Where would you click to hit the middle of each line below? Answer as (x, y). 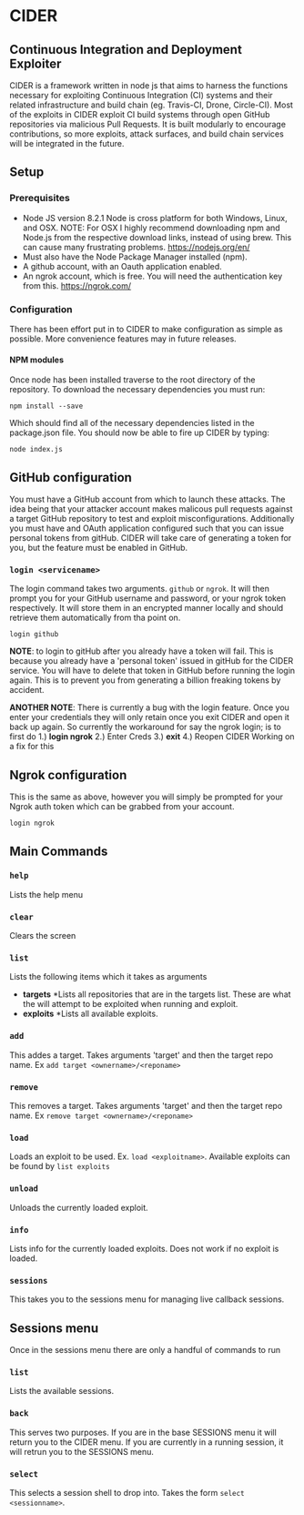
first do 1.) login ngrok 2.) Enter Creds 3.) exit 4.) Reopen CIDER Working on (152, 737)
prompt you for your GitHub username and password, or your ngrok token (148, 598)
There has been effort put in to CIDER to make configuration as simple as (147, 329)
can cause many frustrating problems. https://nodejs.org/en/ (136, 247)
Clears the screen (43, 936)
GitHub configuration (71, 478)
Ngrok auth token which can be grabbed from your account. (122, 807)
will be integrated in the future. (67, 143)
